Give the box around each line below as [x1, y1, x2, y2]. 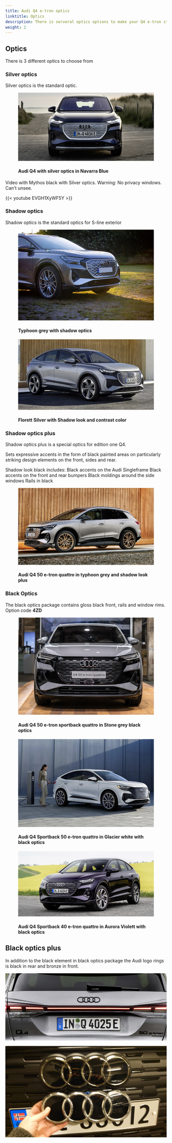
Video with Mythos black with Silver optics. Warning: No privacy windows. [5, 179, 162, 185]
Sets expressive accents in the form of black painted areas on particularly [5, 451, 161, 458]
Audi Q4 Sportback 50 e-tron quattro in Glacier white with [18, 834, 144, 840]
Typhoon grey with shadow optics [18, 327, 92, 333]
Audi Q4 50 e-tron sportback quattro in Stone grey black [18, 722, 141, 728]
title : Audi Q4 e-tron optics [5, 8, 70, 13]
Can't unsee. [5, 185, 32, 191]
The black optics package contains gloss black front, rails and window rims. [5, 602, 165, 608]
